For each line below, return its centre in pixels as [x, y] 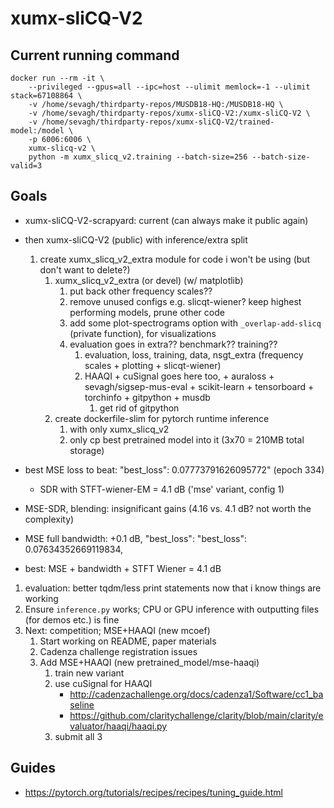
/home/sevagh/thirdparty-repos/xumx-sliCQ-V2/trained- [158, 122]
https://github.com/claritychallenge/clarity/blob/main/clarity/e [196, 715]
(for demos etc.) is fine [72, 619]
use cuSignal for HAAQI [103, 683]
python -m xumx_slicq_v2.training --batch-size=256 [138, 157]
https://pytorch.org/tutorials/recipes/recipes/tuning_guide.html [153, 792]
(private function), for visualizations [143, 333]
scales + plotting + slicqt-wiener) [153, 365]
